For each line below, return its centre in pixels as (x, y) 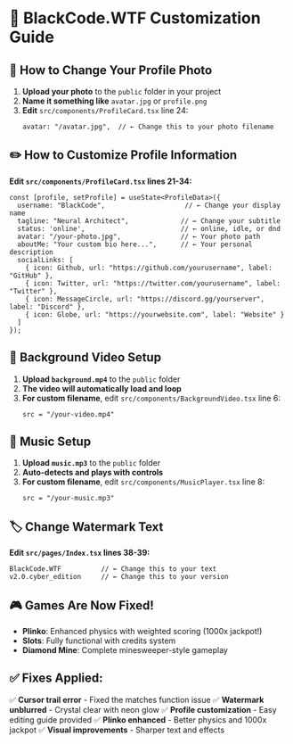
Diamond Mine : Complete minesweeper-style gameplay (125, 650)
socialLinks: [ (45, 260)
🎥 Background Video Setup (85, 357)
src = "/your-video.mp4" (68, 414)
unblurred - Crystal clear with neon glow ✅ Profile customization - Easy (143, 709)
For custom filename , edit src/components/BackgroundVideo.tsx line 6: (151, 398)
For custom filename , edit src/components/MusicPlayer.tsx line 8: (143, 482)
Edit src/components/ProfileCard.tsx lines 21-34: (101, 181)
